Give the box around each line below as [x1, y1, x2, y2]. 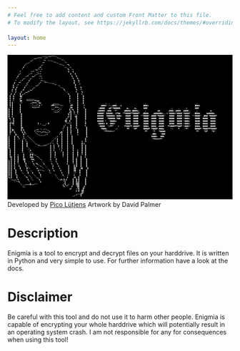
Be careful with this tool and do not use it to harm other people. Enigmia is [7, 312, 225, 321]
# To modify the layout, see [7, 19, 94, 26]
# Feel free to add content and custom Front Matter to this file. [7, 11, 213, 19]
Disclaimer [7, 289, 73, 305]
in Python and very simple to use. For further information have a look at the [7, 257, 229, 265]
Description [7, 225, 79, 242]
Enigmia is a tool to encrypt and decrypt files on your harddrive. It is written [7, 249, 229, 258]
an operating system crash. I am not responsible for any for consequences [7, 328, 227, 337]
